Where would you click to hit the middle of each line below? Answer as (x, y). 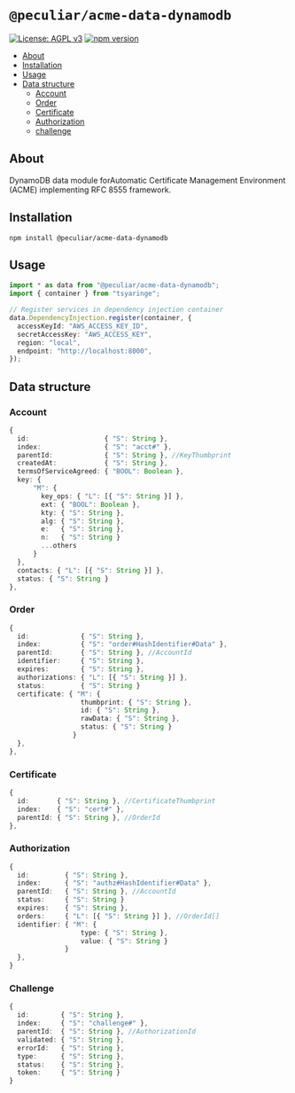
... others (59, 546)
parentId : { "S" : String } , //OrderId (89, 817)
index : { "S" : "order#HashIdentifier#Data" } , (122, 644)
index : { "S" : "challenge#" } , (83, 1023)
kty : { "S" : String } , (83, 512)
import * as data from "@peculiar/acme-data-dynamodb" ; (114, 285)
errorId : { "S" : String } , (71, 1048)
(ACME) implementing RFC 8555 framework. (90, 190)
